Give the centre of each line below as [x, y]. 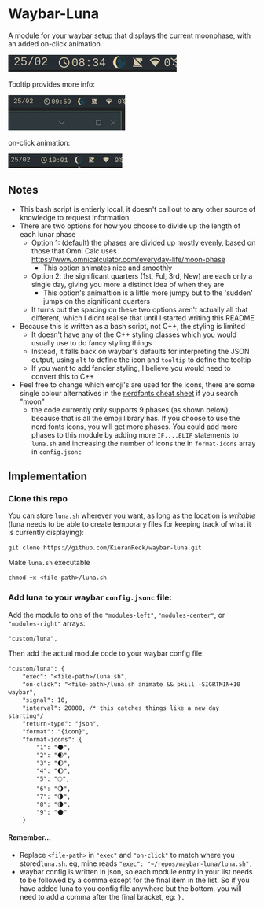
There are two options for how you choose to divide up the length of [130, 226]
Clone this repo [38, 499]
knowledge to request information [74, 217]
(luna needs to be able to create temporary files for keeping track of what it [130, 524]
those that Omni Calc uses [74, 251]
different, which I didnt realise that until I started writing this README [143, 318]
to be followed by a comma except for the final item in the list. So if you [134, 880]
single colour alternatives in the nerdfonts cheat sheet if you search [129, 393]
